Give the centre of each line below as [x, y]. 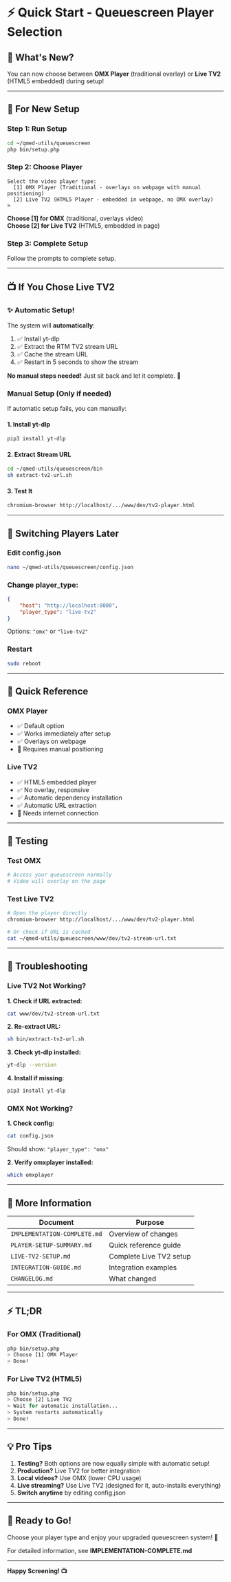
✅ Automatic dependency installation [69, 798]
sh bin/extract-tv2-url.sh [46, 1039]
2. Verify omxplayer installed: [50, 1162]
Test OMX [24, 860]
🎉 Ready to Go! [40, 1521]
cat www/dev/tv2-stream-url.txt [53, 1014]
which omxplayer [30, 1175]
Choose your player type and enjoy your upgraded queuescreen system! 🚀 [113, 1537]
